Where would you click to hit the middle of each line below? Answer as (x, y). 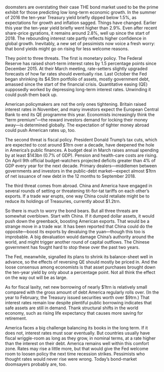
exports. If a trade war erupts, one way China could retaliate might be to (77, 196)
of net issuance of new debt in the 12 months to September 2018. (71, 176)
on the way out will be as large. (36, 277)
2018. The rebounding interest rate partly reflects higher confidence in (76, 38)
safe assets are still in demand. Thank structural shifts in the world (72, 308)
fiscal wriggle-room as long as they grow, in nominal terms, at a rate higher (81, 338)
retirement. (16, 318)
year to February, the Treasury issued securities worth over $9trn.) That (77, 298)
